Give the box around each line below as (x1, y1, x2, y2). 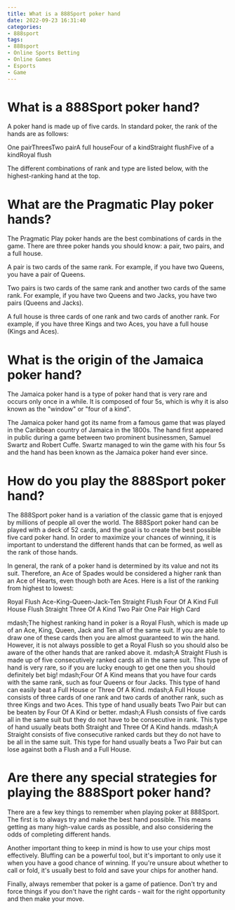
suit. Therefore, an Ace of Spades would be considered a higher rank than (7, 569, 222, 578)
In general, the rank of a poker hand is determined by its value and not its (7, 562, 219, 570)
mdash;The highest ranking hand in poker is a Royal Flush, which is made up (7, 618, 229, 627)
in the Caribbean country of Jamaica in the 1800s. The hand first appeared (7, 426, 223, 435)
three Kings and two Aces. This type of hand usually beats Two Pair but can (7, 700, 227, 709)
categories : (7, 23, 42, 30)
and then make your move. (7, 895, 85, 903)
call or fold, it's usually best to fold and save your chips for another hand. (7, 867, 219, 875)
